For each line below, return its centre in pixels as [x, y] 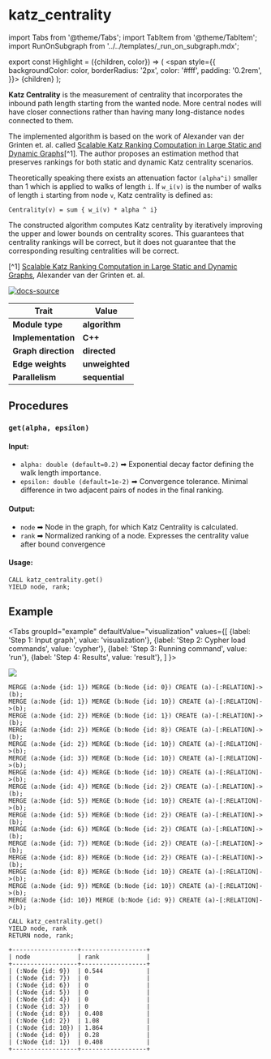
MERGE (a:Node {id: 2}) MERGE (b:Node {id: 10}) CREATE [105, 744]
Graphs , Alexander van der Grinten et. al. [77, 275]
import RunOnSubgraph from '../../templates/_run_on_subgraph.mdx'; [124, 45]
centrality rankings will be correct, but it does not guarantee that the [123, 242]
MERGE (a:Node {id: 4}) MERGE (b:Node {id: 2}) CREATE [103, 787]
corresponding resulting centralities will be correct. [94, 251]
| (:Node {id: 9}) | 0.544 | [80, 971]
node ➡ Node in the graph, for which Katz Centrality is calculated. [129, 527]
